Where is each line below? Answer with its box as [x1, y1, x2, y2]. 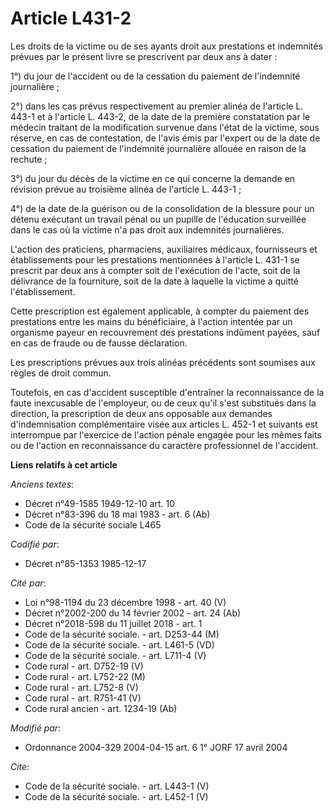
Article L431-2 [10, 7, 132, 30]
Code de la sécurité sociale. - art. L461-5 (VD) [24, 638, 215, 651]
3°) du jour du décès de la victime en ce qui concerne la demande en [10, 172, 296, 184]
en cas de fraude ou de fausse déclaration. [10, 337, 188, 349]
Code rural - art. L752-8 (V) [24, 681, 139, 693]
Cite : [10, 760, 30, 772]
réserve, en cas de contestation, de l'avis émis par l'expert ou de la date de [10, 132, 321, 144]
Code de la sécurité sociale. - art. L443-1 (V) [24, 780, 210, 792]
